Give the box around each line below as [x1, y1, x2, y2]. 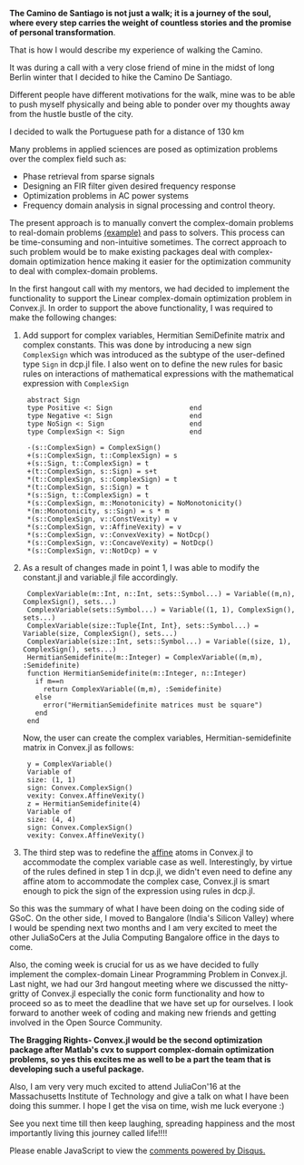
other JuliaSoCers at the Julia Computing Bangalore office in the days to [9, 932, 279, 943]
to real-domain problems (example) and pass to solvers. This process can [9, 227, 286, 238]
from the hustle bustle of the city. [9, 109, 134, 119]
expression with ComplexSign [22, 378, 130, 388]
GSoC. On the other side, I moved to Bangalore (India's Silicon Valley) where [9, 913, 295, 924]
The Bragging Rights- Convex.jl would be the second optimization [9, 1034, 263, 1045]
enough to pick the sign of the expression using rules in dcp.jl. [22, 886, 256, 896]
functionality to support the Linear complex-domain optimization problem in [9, 293, 292, 303]
